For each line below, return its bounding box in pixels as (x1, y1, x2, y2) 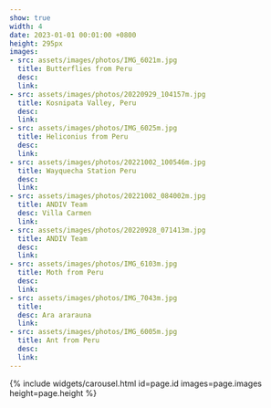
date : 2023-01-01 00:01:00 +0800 (9, 30, 137, 39)
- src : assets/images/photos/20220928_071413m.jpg (9, 225, 206, 235)
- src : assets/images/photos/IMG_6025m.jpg (9, 124, 178, 133)
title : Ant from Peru (17, 336, 100, 345)
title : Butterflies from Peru (17, 65, 132, 74)
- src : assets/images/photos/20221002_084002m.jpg (9, 192, 206, 201)
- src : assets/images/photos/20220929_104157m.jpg (9, 89, 206, 99)
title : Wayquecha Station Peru (17, 166, 137, 175)
